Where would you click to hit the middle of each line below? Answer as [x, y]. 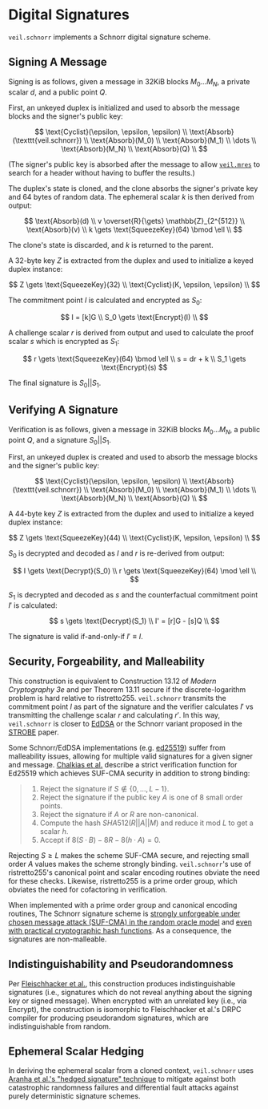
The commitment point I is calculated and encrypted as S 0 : [105, 301]
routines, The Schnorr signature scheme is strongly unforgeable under [124, 913]
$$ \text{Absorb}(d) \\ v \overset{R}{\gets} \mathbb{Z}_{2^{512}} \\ [134, 221]
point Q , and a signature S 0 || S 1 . [60, 441]
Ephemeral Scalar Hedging [76, 1051]
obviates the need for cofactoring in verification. [88, 889]
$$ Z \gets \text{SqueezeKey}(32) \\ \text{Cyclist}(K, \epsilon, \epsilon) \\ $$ [134, 284]
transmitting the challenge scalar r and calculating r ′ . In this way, [114, 714]
